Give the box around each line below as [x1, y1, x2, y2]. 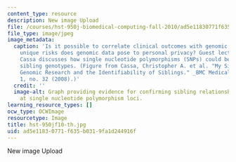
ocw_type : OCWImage [7, 108, 65, 115]
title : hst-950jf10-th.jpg [7, 121, 86, 128]
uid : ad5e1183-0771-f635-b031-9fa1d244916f [7, 128, 137, 135]
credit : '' [13, 82, 46, 89]
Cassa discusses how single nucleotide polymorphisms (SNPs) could [20, 56, 221, 63]
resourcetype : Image [7, 114, 68, 121]
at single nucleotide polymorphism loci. [20, 95, 143, 102]
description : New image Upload [7, 17, 99, 24]
